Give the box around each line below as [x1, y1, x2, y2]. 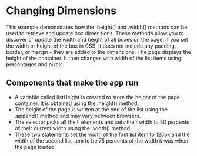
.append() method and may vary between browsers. [14, 112, 141, 119]
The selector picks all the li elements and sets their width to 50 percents [14, 118, 189, 126]
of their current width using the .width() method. [14, 124, 132, 131]
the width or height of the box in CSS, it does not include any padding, [6, 42, 176, 49]
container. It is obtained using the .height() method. [14, 100, 139, 107]
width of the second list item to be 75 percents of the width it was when [14, 137, 189, 144]
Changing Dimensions [6, 4, 116, 18]
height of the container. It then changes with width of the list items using [6, 55, 181, 62]
